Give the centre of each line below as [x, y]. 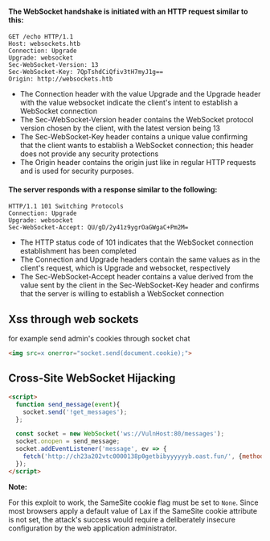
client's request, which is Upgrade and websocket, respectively [125, 268]
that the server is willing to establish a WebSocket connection [122, 294]
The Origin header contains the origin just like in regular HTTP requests [138, 163]
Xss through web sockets [74, 319]
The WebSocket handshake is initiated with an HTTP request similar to [128, 11]
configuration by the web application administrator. [93, 528]
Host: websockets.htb [45, 44]
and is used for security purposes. [77, 171]
